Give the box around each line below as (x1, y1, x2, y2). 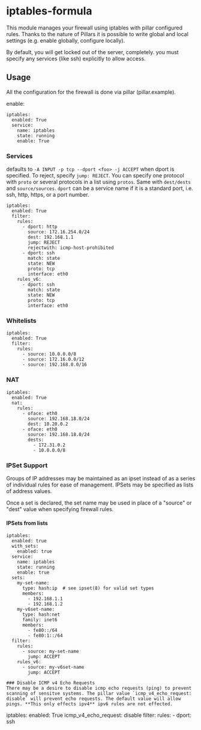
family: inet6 (22, 617, 58, 623)
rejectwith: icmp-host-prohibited (28, 245, 114, 251)
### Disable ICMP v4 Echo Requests (6, 680, 95, 686)
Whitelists (6, 316, 37, 325)
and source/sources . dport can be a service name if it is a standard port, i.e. (6, 185, 193, 192)
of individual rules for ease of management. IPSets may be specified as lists (6, 481, 194, 488)
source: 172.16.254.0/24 (28, 229, 90, 235)
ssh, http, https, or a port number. (6, 191, 89, 198)
